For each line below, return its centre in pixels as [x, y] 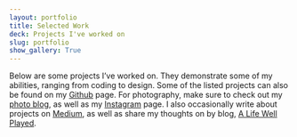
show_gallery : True [45, 51]
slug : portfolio [39, 42]
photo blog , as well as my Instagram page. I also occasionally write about [143, 104]
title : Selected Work [49, 26]
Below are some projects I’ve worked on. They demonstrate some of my [141, 76]
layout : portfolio [43, 17]
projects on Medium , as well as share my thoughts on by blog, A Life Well [143, 114]
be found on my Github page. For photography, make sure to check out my [146, 95]
